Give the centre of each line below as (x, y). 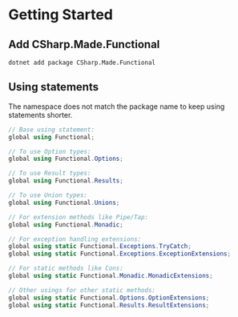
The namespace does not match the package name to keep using (117, 106)
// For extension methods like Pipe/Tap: (79, 217)
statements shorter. (40, 114)
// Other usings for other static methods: (82, 290)
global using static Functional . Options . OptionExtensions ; (109, 298)
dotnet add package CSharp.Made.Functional (82, 62)
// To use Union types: (48, 195)
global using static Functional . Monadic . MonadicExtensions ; (111, 276)
